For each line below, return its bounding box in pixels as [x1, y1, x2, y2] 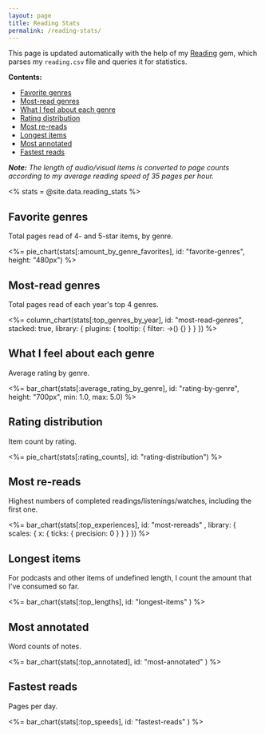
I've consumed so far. [8, 581, 80, 592]
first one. [8, 505, 38, 514]
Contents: [8, 73, 42, 82]
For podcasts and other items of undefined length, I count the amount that [8, 573, 252, 583]
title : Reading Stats [8, 19, 81, 27]
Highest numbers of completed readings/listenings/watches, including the [8, 497, 252, 506]
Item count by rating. [8, 437, 77, 446]
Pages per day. [8, 701, 58, 711]
